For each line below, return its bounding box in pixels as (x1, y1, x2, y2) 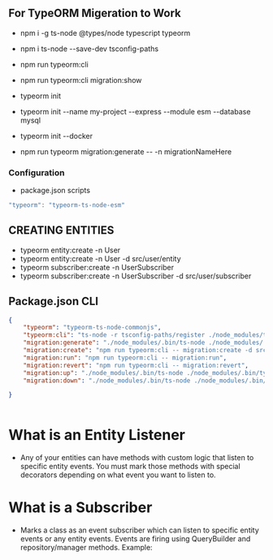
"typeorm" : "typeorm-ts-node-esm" (8, 201, 126, 209)
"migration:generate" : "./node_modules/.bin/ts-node (23, 338, 206, 347)
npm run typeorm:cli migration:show (19, 75, 142, 84)
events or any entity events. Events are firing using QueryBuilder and (19, 534, 251, 544)
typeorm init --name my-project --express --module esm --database (19, 106, 251, 116)
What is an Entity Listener (8, 426, 185, 445)
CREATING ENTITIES (8, 223, 115, 238)
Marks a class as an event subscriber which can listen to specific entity (19, 525, 260, 535)
